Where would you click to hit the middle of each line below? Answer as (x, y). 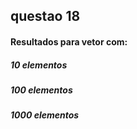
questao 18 (45, 16)
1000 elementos (45, 115)
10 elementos (39, 65)
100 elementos (41, 90)
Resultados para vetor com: (69, 41)
